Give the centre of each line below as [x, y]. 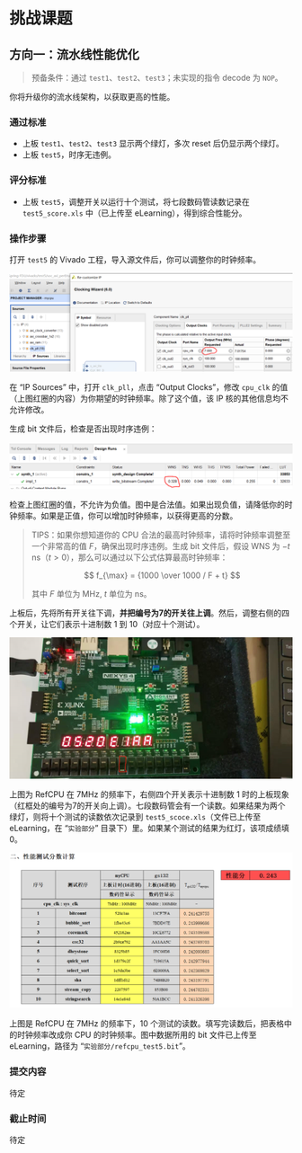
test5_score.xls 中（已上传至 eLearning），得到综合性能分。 [134, 213]
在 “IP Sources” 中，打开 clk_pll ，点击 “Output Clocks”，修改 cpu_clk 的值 [149, 387]
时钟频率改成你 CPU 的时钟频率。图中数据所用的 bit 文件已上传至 [137, 1035]
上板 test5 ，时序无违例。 [69, 155]
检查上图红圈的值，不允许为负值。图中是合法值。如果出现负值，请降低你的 [147, 505]
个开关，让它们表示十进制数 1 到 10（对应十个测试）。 [107, 625]
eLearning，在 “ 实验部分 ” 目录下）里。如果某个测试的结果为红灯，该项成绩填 [150, 829]
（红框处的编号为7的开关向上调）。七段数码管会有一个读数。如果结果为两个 [147, 806]
